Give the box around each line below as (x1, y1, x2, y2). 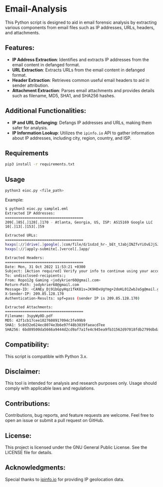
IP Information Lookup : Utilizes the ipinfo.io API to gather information (12, 130, 154, 136)
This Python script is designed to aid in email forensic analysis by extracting (5, 19, 157, 25)
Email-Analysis (5, 3, 67, 15)
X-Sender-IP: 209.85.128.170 (5, 291, 64, 296)
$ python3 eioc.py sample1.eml (5, 206, 68, 211)
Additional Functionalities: (5, 107, 86, 115)
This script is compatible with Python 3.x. (5, 353, 88, 359)
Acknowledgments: (5, 464, 66, 472)
